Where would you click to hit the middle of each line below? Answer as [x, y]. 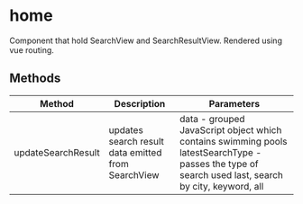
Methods [35, 79]
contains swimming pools [233, 141]
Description [140, 103]
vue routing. [32, 49]
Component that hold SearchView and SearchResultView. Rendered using [146, 40]
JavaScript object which [230, 129]
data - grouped [212, 119]
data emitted [135, 152]
